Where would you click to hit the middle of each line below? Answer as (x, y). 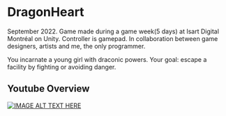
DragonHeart (46, 12)
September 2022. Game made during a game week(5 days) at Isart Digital (113, 31)
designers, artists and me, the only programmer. (76, 46)
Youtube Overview (48, 89)
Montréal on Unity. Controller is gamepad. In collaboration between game (113, 38)
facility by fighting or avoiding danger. (62, 67)
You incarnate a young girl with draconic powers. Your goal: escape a (107, 59)
